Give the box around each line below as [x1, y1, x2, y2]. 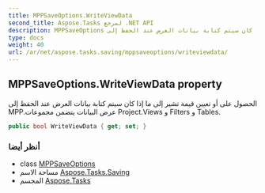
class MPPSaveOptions [19, 159, 96, 168]
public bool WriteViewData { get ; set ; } [8, 122, 147, 131]
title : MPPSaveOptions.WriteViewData [8, 11, 133, 20]
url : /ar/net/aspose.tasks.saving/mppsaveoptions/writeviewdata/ [8, 48, 228, 56]
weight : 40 [8, 41, 44, 49]
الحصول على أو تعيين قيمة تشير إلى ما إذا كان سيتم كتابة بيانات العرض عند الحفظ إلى [8, 98, 258, 108]
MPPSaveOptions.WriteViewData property [8, 78, 223, 91]
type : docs [8, 33, 44, 42]
